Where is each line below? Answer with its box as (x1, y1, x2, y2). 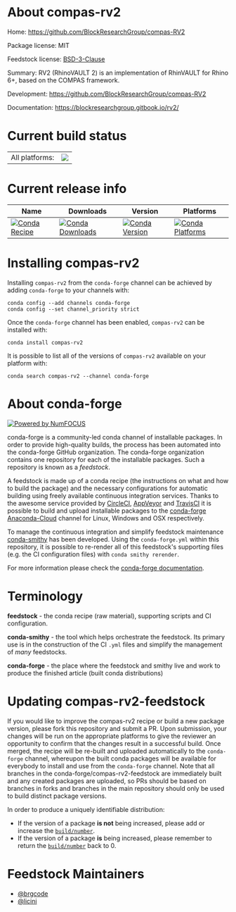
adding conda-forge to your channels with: (7, 286, 130, 294)
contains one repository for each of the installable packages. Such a (7, 455, 205, 463)
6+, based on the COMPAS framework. (7, 75, 120, 85)
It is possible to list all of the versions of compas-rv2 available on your (7, 351, 206, 360)
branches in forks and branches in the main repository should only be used (7, 784, 225, 792)
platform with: (7, 358, 48, 367)
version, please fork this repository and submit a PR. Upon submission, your (7, 724, 227, 732)
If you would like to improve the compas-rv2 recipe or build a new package (7, 716, 225, 725)
